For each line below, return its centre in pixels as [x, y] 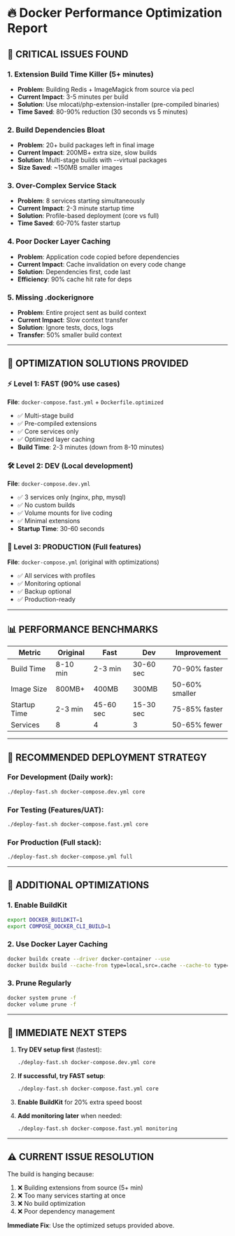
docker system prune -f [42, 997]
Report [27, 28]
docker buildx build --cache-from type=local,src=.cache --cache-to [109, 965]
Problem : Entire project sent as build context [82, 313]
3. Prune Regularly [40, 983]
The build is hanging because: [51, 1174]
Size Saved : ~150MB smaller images [70, 168]
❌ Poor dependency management [66, 1211]
